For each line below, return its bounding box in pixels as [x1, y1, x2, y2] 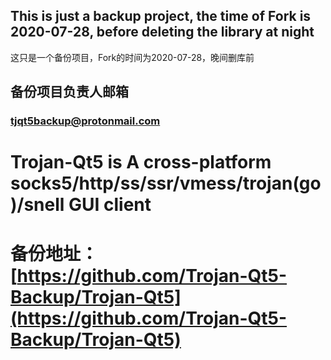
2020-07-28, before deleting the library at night [10, 24, 315, 41]
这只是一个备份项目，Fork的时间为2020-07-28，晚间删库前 [10, 51, 255, 63]
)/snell [10, 194, 65, 216]
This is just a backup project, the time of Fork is [10, 8, 312, 25]
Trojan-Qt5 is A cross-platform [10, 151, 272, 174]
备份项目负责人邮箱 [10, 84, 129, 101]
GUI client [68, 194, 152, 216]
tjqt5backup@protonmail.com [10, 114, 161, 128]
